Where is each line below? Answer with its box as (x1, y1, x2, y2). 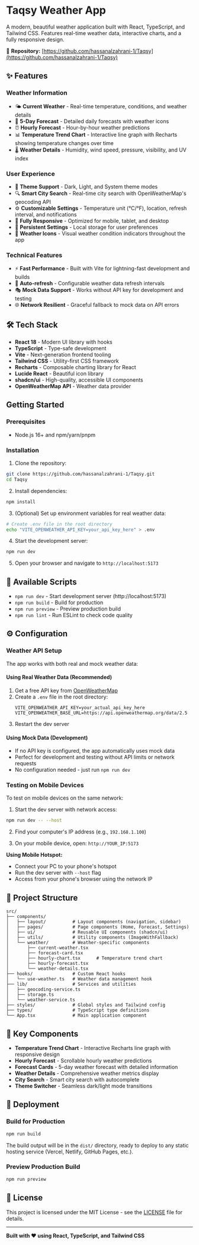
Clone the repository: (14, 460, 67, 467)
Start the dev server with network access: (14, 806, 117, 813)
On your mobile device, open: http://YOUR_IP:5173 (14, 840, 139, 847)
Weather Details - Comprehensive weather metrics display (14, 1070, 159, 1077)
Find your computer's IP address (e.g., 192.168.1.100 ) (14, 828, 147, 835)
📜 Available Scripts (6, 577, 77, 587)
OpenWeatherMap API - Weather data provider (14, 383, 131, 390)
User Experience (6, 169, 55, 178)
